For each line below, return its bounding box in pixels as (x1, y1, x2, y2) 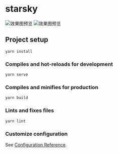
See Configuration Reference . (5, 141, 67, 147)
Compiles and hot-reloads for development (5, 60, 113, 67)
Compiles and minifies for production (5, 84, 98, 91)
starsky (5, 3, 38, 15)
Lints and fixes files (5, 107, 54, 114)
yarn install (5, 49, 33, 54)
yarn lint (5, 119, 26, 124)
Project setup (5, 35, 49, 44)
